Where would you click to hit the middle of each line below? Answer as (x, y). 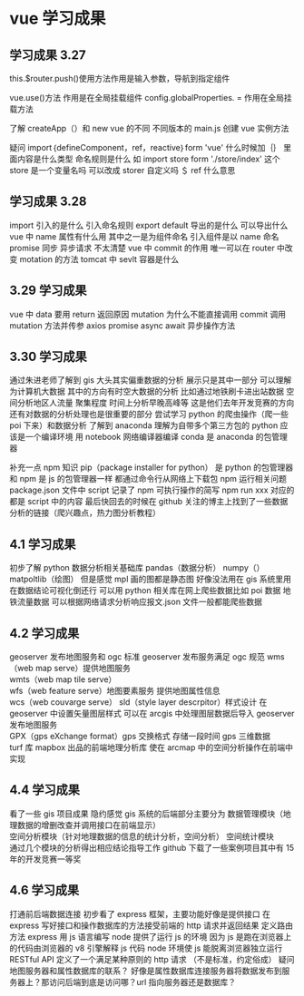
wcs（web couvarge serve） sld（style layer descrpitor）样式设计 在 (138, 702)
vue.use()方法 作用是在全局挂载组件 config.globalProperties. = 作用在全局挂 (151, 98)
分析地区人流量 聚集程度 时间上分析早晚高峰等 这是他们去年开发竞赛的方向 (156, 403)
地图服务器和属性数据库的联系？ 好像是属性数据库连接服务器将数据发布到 (146, 971)
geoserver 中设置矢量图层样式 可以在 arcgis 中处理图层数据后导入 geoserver (152, 714)
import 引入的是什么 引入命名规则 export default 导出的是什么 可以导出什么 (149, 225)
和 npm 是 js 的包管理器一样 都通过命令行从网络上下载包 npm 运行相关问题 (148, 479)
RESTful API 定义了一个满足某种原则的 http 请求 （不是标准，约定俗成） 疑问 (152, 959)
